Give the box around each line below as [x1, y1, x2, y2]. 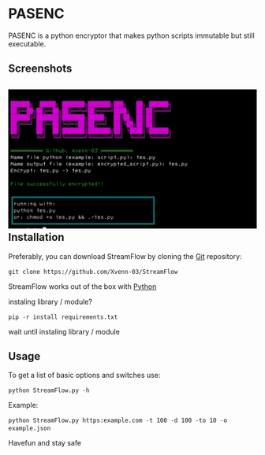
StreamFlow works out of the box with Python [8, 281, 157, 291]
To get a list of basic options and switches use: [8, 371, 161, 380]
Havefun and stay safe [8, 438, 81, 448]
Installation [8, 231, 65, 244]
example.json [8, 424, 51, 433]
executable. [8, 39, 47, 48]
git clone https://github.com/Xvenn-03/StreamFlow [8, 268, 178, 276]
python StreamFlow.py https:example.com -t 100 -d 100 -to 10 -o [8, 416, 227, 425]
